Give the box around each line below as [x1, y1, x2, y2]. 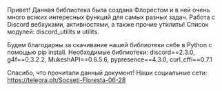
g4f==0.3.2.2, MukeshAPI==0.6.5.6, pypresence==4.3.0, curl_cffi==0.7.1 [7, 55, 212, 64]
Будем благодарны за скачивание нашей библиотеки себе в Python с [7, 41, 212, 49]
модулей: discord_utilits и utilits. [7, 27, 99, 36]
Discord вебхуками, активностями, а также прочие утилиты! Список [7, 21, 209, 28]
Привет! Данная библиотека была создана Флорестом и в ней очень [7, 6, 210, 14]
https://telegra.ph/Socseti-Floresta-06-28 [7, 76, 126, 84]
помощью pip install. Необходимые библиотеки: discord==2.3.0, [7, 48, 195, 56]
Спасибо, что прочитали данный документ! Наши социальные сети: [7, 68, 208, 77]
